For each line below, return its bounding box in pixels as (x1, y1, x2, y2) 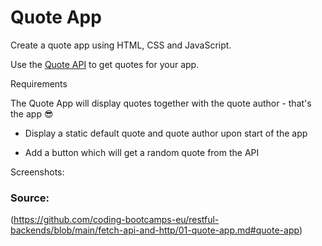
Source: (10, 191, 50, 205)
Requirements (10, 77, 68, 90)
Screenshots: (10, 166, 65, 178)
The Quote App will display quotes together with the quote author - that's (10, 97, 312, 109)
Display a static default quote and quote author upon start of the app (24, 127, 308, 139)
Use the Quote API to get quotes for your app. (10, 58, 200, 70)
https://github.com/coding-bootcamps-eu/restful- (13, 214, 220, 226)
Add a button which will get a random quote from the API (24, 146, 260, 158)
